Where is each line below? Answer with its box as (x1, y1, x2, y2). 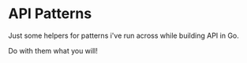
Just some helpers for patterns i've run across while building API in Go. (8, 31, 239, 40)
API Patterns (8, 5, 92, 23)
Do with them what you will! (8, 46, 99, 55)
